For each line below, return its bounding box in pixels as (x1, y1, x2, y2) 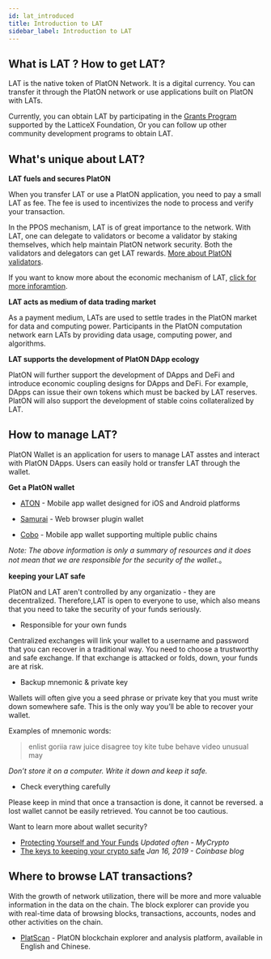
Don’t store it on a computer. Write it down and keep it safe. (8, 766, 208, 776)
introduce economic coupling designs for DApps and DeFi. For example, (8, 379, 248, 388)
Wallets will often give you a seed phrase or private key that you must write (8, 693, 259, 703)
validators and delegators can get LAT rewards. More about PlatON (8, 248, 232, 258)
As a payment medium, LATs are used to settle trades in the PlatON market (8, 313, 257, 322)
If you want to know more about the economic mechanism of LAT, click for (8, 273, 256, 282)
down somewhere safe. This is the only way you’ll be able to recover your (8, 701, 254, 711)
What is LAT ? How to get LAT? (8, 57, 166, 71)
